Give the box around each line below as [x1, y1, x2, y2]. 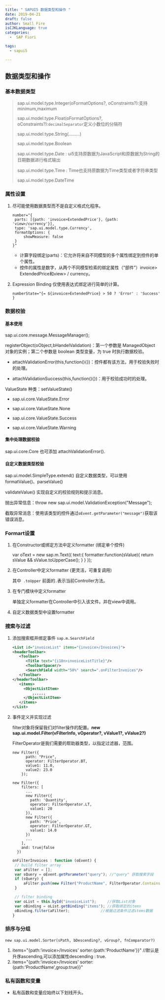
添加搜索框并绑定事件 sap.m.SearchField [12, 635, 95, 641]
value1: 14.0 [30, 828, 57, 833]
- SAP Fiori [9, 35, 36, 40]
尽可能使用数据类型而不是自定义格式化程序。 [12, 203, 103, 209]
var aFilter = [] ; [14, 867, 53, 872]
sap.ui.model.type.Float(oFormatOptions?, [17, 115, 103, 121]
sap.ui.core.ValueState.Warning [12, 424, 76, 430]
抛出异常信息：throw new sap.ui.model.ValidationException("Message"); [5, 500, 152, 506]
